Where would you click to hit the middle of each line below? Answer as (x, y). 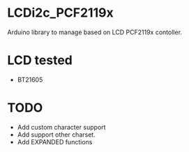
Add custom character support (61, 127)
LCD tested (40, 60)
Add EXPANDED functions (55, 142)
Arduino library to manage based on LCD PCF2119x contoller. (95, 32)
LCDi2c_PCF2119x (60, 13)
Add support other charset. (56, 135)
